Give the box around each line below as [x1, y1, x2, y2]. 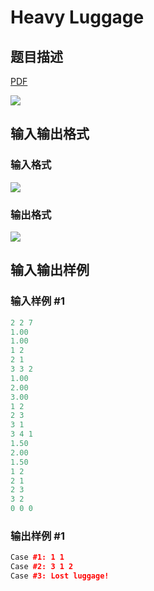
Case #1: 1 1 [10, 552, 65, 563]
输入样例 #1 [10, 294, 65, 308]
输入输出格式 [10, 126, 90, 143]
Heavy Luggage [10, 6, 145, 29]
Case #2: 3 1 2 [10, 562, 74, 572]
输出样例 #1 [10, 529, 65, 543]
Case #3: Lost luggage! [10, 571, 110, 581]
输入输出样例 [10, 262, 90, 279]
